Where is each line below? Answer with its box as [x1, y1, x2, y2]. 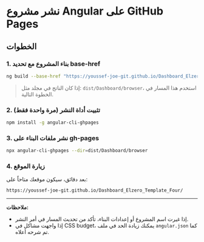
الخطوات [6, 41, 37, 52]
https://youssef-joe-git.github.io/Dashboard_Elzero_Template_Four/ [6, 187, 183, 193]
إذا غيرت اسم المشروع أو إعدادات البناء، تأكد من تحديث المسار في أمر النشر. [15, 215, 189, 223]
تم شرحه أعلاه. [15, 229, 50, 236]
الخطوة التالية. [21, 90, 53, 98]
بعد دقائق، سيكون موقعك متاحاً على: [6, 176, 88, 183]
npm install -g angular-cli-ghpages [6, 119, 99, 126]
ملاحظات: [6, 204, 29, 211]
